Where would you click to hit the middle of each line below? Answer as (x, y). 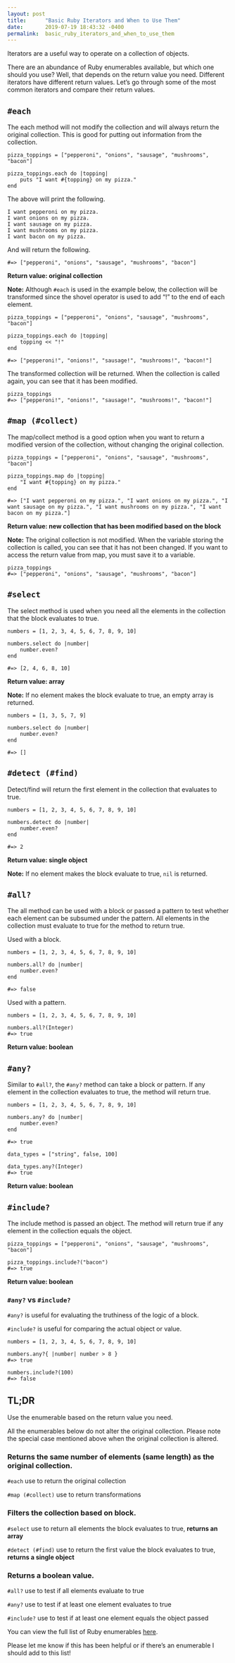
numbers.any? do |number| (45, 1118)
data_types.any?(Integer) (45, 1167)
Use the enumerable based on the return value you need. (90, 1417)
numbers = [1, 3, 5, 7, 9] (47, 715)
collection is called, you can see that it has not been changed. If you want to (118, 547)
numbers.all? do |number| (45, 965)
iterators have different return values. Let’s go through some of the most (112, 83)
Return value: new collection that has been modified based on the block (114, 526)
